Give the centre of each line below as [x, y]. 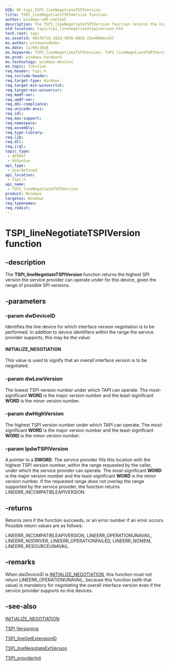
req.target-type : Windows [32, 81]
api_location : [20, 175]
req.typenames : [21, 203]
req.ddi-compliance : [27, 104]
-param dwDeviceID [30, 316]
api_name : [16, 184]
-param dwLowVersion [34, 379]
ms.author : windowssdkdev [32, 43]
